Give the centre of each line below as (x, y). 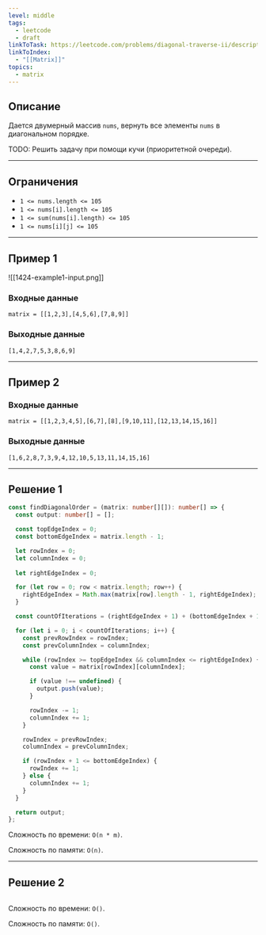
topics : (21, 67)
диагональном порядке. (49, 134)
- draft (28, 38)
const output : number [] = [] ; (65, 515)
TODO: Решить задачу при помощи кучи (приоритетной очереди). (120, 149)
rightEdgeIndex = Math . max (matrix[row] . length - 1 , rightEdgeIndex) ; (140, 595)
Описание (34, 107)
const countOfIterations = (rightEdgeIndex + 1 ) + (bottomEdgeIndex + (134, 616)
